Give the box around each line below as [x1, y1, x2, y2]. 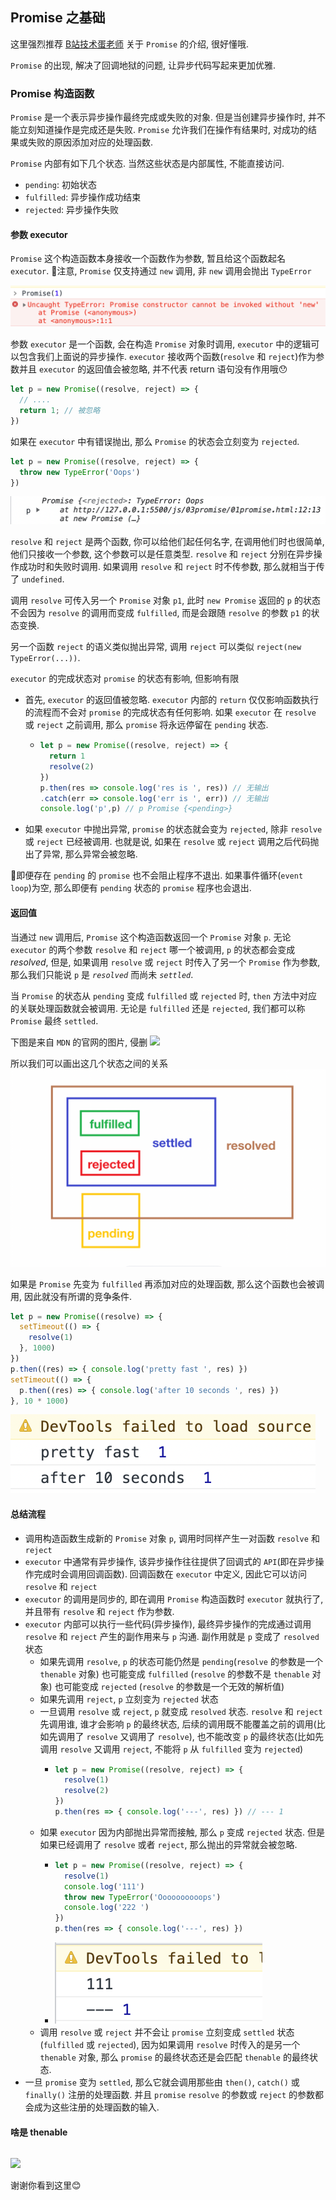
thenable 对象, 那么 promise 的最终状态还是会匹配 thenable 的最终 [39, 2051, 310, 2063]
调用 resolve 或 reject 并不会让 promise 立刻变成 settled [39, 2026, 275, 2038]
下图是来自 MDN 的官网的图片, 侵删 [10, 1036, 148, 1048]
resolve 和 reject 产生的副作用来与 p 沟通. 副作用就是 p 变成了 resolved [24, 1630, 320, 1642]
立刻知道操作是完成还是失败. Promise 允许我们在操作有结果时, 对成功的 [18, 124, 309, 136]
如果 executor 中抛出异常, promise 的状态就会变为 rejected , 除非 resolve [24, 823, 323, 835]
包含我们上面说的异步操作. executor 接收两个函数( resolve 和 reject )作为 [18, 351, 317, 363]
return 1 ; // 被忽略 [19, 406, 101, 416]
